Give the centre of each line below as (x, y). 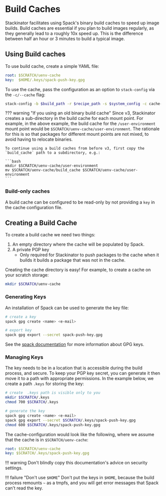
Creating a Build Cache (41, 223)
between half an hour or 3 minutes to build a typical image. (65, 39)
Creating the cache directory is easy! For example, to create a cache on (78, 270)
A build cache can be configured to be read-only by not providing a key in (80, 202)
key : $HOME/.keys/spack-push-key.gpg (45, 80)
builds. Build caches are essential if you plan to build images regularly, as (80, 28)
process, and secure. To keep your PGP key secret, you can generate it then (83, 373)
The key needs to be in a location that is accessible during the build (74, 368)
